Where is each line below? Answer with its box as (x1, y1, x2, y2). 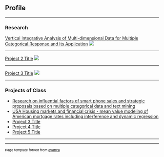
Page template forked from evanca (5, 148, 60, 153)
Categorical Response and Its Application (5, 41, 88, 47)
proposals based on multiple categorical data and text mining (12, 103, 136, 109)
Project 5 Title (12, 129, 41, 135)
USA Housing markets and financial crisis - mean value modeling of (12, 108, 148, 114)
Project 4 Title (12, 124, 41, 130)
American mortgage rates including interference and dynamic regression (12, 114, 159, 119)
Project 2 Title (5, 56, 33, 61)
